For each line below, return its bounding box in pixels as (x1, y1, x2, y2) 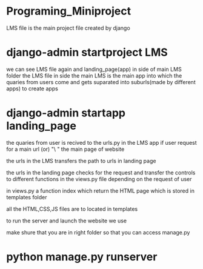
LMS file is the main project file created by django (6, 24, 130, 32)
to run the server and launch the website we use (6, 217, 127, 224)
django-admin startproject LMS (6, 45, 168, 59)
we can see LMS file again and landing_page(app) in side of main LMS (6, 65, 182, 73)
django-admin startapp (6, 106, 126, 120)
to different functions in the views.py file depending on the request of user (6, 175, 192, 182)
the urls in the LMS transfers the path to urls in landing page (6, 157, 156, 164)
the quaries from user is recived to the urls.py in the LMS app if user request (6, 139, 197, 146)
